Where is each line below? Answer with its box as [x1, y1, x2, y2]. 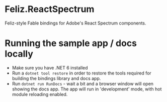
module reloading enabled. [12, 91, 68, 97]
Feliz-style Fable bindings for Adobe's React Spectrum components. [5, 20, 146, 26]
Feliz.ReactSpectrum [5, 3, 95, 15]
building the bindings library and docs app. [12, 75, 101, 81]
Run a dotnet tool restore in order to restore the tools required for [12, 70, 151, 76]
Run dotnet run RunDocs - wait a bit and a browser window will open [12, 80, 154, 86]
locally [5, 48, 34, 59]
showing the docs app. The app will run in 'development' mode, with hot [12, 86, 162, 92]
